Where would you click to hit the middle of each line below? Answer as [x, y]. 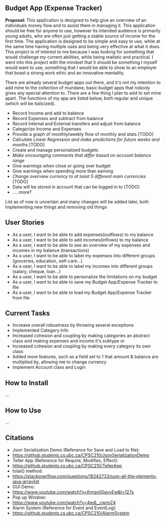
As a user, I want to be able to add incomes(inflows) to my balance [80, 239]
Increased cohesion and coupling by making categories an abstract [81, 336]
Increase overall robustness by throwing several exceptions [73, 325]
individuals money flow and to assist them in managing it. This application [80, 25]
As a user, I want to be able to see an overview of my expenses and [81, 245]
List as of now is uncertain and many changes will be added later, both [77, 202]
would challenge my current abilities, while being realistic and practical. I [79, 57]
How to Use [23, 410]
